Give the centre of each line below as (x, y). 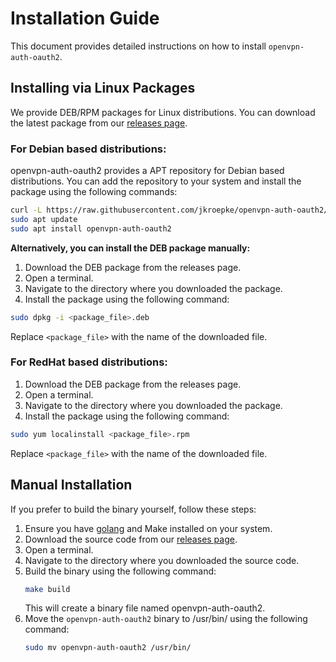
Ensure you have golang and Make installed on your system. (148, 528)
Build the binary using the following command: (120, 571)
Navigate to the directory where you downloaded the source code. (162, 560)
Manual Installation (71, 485)
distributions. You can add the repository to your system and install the (156, 181)
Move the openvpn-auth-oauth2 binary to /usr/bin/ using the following (166, 619)
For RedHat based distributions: (89, 362)
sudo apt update (44, 219)
